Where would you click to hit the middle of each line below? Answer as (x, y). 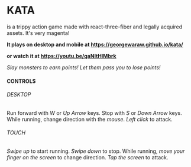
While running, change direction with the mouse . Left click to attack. (90, 119)
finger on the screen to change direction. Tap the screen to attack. (88, 157)
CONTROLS (21, 81)
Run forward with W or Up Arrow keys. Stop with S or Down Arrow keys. (94, 113)
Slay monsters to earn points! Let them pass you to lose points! (84, 67)
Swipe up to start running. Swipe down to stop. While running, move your (96, 151)
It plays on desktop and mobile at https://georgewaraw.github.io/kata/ (95, 44)
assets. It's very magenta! (38, 33)
